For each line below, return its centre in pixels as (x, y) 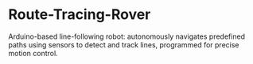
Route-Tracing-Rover (80, 15)
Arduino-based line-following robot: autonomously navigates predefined (127, 36)
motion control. (33, 53)
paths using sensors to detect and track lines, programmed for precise (124, 44)
